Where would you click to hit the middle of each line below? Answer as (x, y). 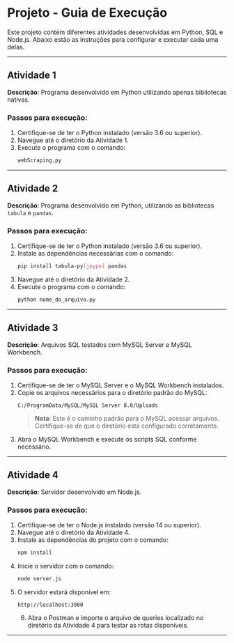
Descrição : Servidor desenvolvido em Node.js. (75, 492)
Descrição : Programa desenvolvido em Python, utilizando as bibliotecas (111, 205)
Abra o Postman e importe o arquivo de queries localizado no (116, 617)
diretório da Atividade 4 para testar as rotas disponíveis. (108, 625)
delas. (16, 47)
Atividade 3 (33, 328)
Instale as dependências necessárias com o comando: (95, 254)
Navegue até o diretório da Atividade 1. (73, 140)
